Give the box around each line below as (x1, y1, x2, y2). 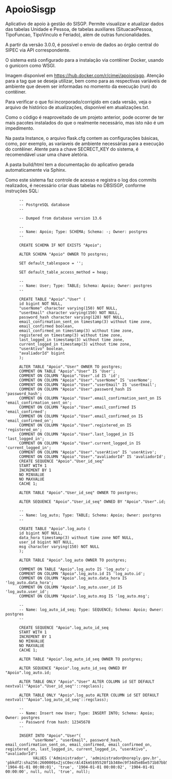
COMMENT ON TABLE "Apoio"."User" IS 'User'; (18, 369, 116, 374)
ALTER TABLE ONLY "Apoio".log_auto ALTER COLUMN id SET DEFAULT (18, 693, 159, 698)
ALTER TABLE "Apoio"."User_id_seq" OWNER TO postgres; (18, 490, 139, 495)
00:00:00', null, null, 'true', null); (5, 769, 91, 774)
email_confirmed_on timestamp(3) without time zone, (18, 328, 134, 333)
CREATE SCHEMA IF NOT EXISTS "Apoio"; (18, 243, 102, 248)
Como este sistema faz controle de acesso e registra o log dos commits (5, 176, 157, 183)
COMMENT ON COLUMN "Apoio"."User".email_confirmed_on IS (18, 413, 143, 419)
